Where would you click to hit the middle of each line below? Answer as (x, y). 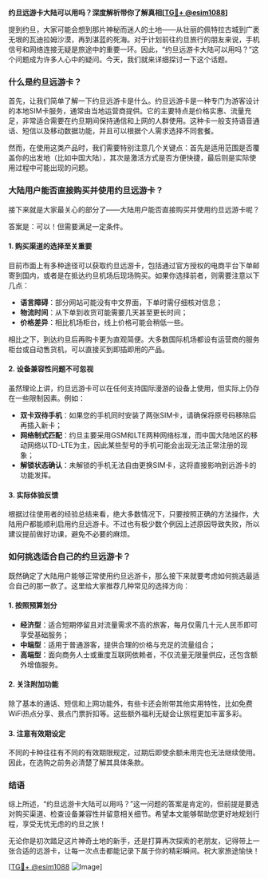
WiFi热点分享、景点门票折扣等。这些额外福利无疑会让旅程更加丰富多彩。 (127, 713)
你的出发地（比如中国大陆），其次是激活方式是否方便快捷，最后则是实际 (132, 158)
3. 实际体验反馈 (33, 495)
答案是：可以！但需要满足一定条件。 (68, 226)
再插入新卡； (41, 425)
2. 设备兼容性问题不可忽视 (51, 369)
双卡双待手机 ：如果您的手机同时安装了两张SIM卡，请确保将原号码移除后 (138, 415)
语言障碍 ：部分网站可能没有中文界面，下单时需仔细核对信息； (121, 302)
